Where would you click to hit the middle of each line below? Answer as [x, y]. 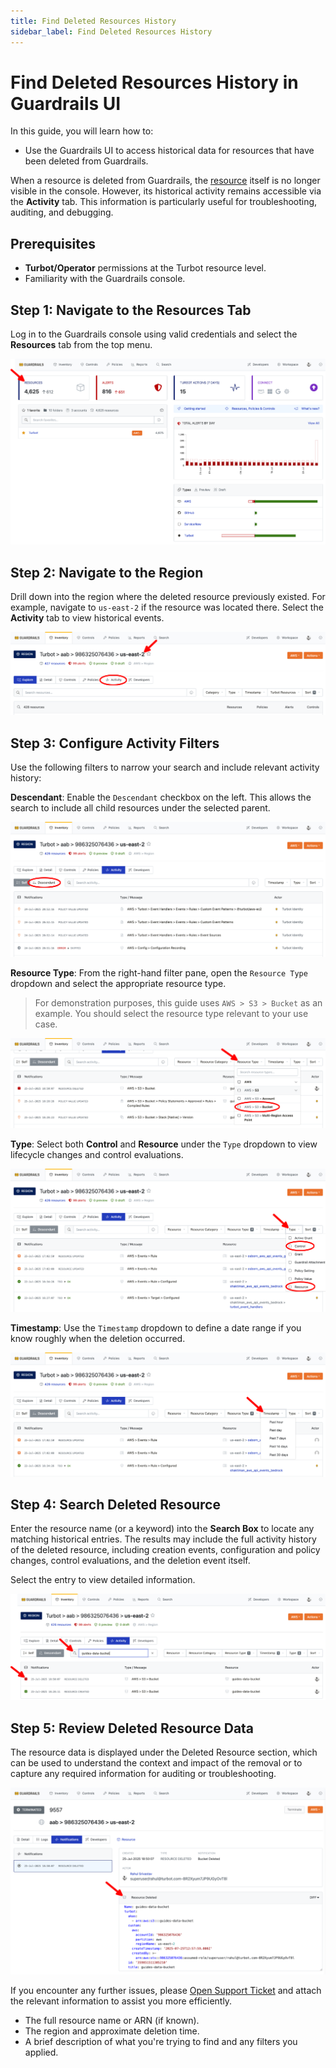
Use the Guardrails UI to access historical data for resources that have [169, 151]
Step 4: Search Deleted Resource [115, 1504]
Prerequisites [53, 243]
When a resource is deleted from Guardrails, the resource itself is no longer [165, 181]
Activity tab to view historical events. [87, 617]
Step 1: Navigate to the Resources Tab [131, 310]
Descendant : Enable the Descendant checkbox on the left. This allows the [161, 797]
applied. [41, 2052]
